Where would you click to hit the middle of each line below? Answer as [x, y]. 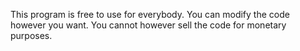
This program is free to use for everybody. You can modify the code [150, 14]
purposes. [31, 35]
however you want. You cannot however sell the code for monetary [148, 25]
